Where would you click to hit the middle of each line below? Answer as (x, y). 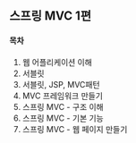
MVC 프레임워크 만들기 (62, 96)
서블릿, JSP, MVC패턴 (61, 84)
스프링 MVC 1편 (51, 16)
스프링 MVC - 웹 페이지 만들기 (75, 129)
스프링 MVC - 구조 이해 (63, 106)
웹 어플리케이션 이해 (57, 62)
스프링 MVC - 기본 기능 (63, 118)
